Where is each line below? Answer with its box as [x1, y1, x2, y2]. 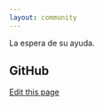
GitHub [9, 63, 50, 78]
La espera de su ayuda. [9, 37, 95, 48]
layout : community [9, 12, 77, 22]
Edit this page [9, 86, 59, 98]
